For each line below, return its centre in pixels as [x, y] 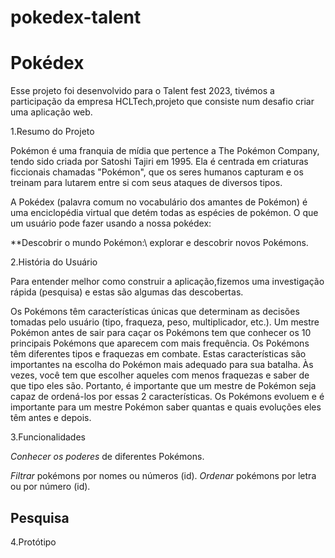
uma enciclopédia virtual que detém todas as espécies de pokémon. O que [164, 213]
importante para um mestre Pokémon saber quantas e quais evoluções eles [166, 407]
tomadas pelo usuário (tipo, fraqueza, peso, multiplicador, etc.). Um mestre [165, 322]
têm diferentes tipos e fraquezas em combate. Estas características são [158, 354]
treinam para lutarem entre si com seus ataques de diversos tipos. [146, 183]
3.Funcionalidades [48, 437]
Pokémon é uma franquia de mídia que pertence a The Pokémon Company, [165, 151]
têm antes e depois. [51, 418]
